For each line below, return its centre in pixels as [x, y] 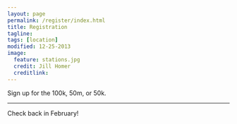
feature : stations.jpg [47, 60]
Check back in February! [43, 113]
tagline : [20, 33]
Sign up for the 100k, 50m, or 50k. [57, 93]
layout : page [26, 14]
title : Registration [38, 27]
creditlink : [31, 73]
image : [17, 54]
